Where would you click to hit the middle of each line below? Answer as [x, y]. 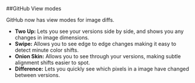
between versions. [37, 75]
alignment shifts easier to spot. [52, 62]
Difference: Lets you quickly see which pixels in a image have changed [102, 69]
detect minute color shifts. [47, 50]
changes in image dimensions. [52, 37]
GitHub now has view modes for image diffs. [60, 20]
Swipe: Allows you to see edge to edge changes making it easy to [95, 44]
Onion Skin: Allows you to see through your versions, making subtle [98, 56]
